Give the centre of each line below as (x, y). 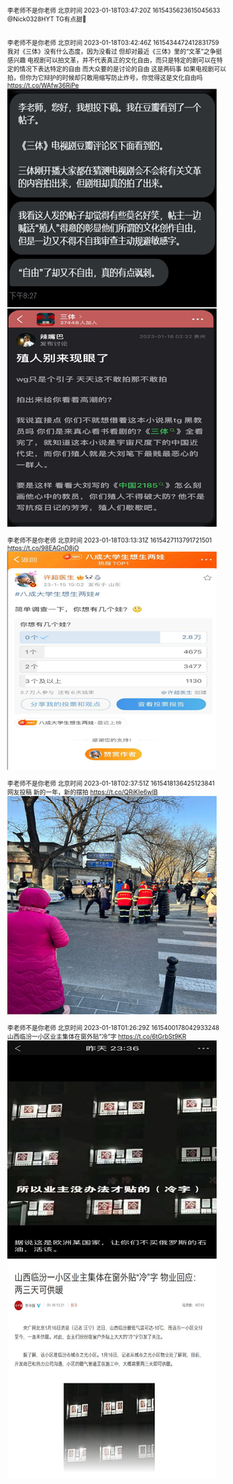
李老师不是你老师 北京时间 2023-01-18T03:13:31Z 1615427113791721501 (110, 540)
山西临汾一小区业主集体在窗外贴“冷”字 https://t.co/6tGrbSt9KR (97, 1036)
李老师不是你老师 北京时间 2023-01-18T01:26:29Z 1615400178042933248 (113, 1028)
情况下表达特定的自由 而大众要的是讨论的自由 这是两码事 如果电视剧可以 (123, 69)
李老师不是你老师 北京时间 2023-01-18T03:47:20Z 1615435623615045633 (114, 10)
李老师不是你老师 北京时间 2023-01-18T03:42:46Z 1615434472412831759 (113, 43)
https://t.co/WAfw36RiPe (43, 85)
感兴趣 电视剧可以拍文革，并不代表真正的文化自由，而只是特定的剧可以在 (112, 60)
